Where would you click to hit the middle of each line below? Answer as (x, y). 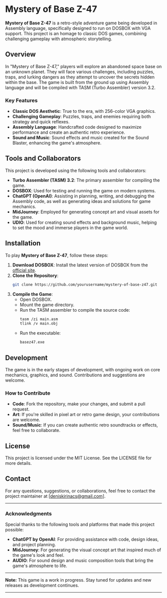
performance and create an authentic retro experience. (69, 132)
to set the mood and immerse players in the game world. (70, 228)
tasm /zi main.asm (39, 319)
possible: (14, 530)
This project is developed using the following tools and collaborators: (76, 171)
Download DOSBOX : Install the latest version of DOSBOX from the (80, 265)
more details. (19, 463)
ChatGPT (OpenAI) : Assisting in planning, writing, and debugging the (83, 196)
